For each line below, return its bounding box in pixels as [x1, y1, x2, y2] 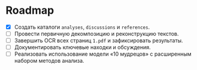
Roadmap [5, 4, 54, 17]
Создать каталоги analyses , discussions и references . [14, 23, 150, 31]
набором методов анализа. [14, 57, 84, 65]
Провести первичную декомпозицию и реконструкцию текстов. [14, 31, 179, 37]
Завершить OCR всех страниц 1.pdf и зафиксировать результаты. [14, 37, 183, 44]
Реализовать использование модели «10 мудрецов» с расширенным [14, 50, 192, 57]
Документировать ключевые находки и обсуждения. [14, 44, 151, 51]
